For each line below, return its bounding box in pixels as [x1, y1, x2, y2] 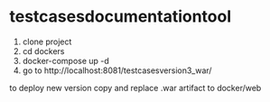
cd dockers [22, 45, 65, 56]
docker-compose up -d [22, 55, 110, 66]
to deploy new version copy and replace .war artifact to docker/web [9, 82, 262, 93]
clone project [22, 36, 72, 47]
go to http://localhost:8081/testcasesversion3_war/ [22, 65, 212, 76]
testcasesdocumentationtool [9, 6, 232, 27]
